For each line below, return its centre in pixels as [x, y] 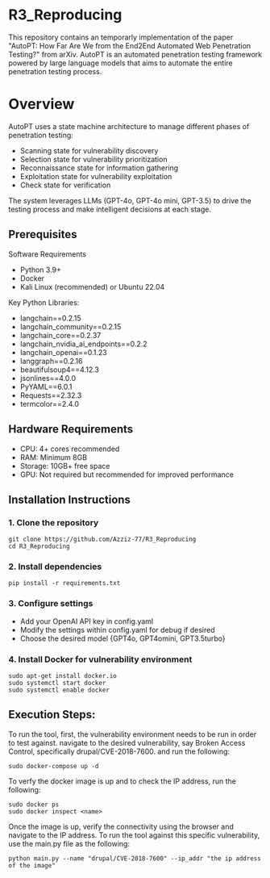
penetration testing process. [55, 71]
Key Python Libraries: [44, 302]
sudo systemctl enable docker [59, 690]
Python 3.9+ [41, 270]
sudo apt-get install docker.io [62, 676]
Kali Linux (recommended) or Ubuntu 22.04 [92, 286]
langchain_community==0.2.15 [71, 326]
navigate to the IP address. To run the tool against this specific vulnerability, [134, 835]
